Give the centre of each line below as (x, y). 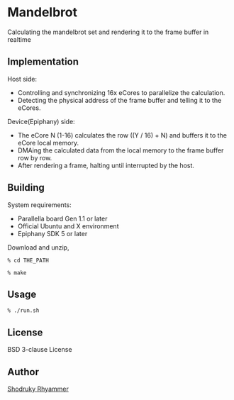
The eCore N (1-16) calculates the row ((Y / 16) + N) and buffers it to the (122, 135)
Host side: (22, 79)
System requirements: (40, 205)
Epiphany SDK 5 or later (52, 233)
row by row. (35, 157)
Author (23, 372)
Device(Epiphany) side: (41, 121)
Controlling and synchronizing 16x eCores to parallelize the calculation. (121, 92)
